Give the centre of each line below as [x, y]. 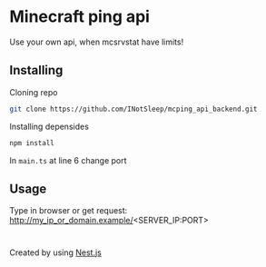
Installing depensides [49, 126]
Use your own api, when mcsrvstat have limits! [97, 42]
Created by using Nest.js [55, 252]
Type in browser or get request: [69, 211]
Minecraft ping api [79, 17]
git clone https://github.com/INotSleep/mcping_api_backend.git [133, 109]
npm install [32, 143]
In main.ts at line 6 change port [68, 160]
